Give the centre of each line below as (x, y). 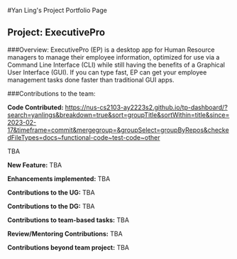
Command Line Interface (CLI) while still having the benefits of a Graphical (116, 65)
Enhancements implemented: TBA (59, 178)
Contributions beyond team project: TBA (68, 247)
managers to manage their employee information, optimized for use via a (114, 57)
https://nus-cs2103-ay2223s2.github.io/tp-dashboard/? (147, 107)
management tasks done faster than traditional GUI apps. (91, 79)
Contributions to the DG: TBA (51, 206)
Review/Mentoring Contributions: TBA (65, 233)
